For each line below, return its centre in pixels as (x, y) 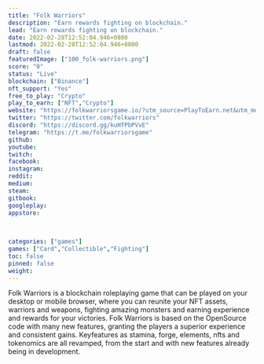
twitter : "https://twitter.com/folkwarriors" (84, 118)
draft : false (29, 52)
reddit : (21, 176)
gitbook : (22, 198)
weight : (21, 271)
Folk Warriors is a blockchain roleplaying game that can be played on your (128, 293)
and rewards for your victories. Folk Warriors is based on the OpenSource (127, 318)
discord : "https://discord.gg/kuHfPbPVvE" (79, 125)
